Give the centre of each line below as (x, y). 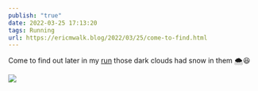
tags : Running (32, 30)
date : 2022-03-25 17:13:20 (53, 23)
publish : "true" (35, 15)
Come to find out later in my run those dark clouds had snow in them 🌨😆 (129, 61)
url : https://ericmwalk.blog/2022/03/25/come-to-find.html (108, 38)
